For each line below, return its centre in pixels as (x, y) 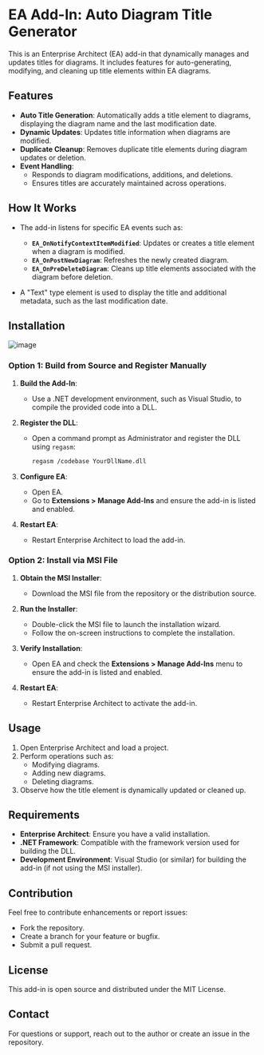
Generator (43, 32)
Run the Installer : (49, 609)
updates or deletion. (53, 157)
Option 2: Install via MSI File (63, 561)
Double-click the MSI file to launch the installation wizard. (126, 624)
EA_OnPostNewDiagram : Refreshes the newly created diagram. (130, 260)
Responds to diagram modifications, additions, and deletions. (132, 174)
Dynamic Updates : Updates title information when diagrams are (125, 132)
